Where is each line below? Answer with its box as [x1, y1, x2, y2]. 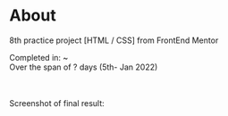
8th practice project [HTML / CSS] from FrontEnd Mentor [9, 35, 219, 46]
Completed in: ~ [9, 52, 69, 62]
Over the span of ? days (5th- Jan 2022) [9, 62, 158, 72]
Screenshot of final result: [9, 97, 105, 108]
